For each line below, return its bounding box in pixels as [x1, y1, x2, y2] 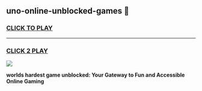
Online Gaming [6, 77, 44, 84]
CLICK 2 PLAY [6, 46, 48, 54]
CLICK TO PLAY [6, 24, 53, 32]
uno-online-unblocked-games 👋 [6, 6, 129, 16]
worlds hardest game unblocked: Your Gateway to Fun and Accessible [6, 71, 185, 78]
